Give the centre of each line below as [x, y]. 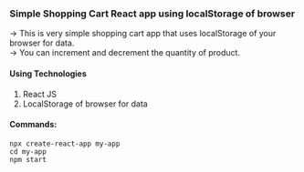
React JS [40, 94]
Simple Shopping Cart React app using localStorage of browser [152, 14]
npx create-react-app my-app [65, 144]
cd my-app [28, 152]
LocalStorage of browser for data [85, 104]
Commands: [33, 125]
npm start [28, 159]
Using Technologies [48, 73]
